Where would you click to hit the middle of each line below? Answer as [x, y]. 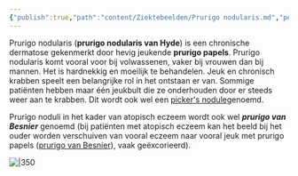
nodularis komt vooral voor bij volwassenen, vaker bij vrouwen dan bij [137, 61]
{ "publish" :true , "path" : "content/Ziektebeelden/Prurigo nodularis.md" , [144, 17]
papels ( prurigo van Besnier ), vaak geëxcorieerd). [100, 145]
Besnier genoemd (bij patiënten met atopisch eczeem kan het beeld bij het [145, 126]
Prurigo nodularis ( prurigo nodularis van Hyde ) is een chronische [129, 43]
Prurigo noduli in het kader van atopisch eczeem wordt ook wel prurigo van [148, 116]
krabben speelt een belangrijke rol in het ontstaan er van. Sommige [132, 80]
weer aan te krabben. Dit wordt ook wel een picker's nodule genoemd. [137, 100]
